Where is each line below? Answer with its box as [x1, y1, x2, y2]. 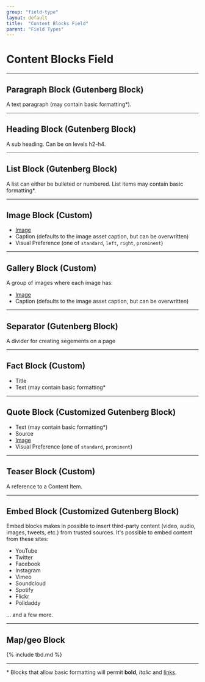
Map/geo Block [6, 635, 65, 645]
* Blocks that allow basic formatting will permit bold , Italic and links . [6, 669, 177, 676]
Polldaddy [15, 599, 41, 607]
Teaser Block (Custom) [6, 466, 96, 477]
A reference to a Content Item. [6, 482, 83, 490]
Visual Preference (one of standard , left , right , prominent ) [15, 240, 164, 247]
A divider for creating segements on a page [6, 338, 116, 345]
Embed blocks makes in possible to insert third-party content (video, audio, [6, 522, 196, 530]
